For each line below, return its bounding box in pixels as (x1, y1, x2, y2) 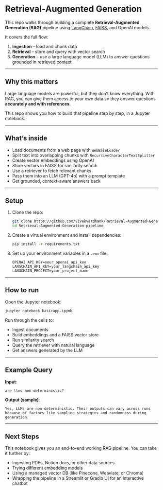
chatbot (12, 480, 28, 487)
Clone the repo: (12, 210, 44, 215)
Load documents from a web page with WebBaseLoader (12, 147, 120, 153)
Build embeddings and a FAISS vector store (12, 332, 99, 337)
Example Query (5, 366, 53, 374)
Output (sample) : (5, 397, 40, 402)
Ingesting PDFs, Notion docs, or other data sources (12, 460, 115, 466)
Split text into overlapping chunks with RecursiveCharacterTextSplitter (12, 152, 155, 158)
